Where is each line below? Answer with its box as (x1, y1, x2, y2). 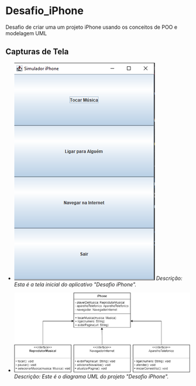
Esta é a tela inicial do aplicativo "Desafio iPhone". (13, 280, 137, 288)
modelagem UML (5, 29, 47, 36)
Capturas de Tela (5, 47, 69, 57)
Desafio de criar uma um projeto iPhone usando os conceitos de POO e (5, 23, 178, 31)
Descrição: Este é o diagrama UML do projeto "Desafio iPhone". (13, 373, 169, 380)
